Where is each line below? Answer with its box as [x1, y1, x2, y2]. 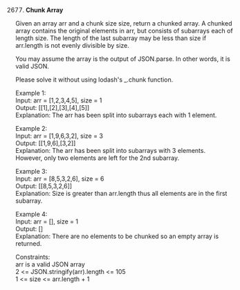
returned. [15, 239, 42, 248]
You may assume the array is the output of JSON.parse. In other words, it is [15, 55, 231, 63]
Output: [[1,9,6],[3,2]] [15, 139, 76, 147]
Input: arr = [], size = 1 [15, 217, 79, 226]
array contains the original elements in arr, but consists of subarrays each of [15, 27, 233, 35]
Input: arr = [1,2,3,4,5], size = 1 [15, 96, 102, 105]
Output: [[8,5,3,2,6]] [15, 182, 73, 190]
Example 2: [15, 125, 48, 132]
